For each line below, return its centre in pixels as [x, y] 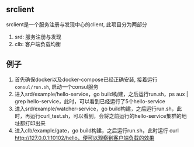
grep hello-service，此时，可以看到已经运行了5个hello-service [90, 101]
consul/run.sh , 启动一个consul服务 [56, 86]
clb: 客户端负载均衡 [38, 44]
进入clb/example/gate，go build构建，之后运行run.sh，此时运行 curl [97, 130]
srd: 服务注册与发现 [38, 37]
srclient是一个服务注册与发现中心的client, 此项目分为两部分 [77, 24]
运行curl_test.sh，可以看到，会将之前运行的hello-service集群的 [106, 116]
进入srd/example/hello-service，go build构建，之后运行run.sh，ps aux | [101, 94]
